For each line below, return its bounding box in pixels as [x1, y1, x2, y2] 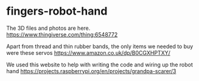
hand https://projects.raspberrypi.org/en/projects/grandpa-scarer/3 [6, 67, 176, 74]
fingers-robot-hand [6, 4, 108, 18]
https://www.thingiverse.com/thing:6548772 [6, 30, 118, 38]
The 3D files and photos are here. [6, 24, 91, 32]
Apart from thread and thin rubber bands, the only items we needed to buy [6, 43, 194, 50]
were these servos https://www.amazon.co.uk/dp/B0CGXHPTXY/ [6, 49, 170, 56]
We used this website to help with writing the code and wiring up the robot [6, 61, 193, 68]
